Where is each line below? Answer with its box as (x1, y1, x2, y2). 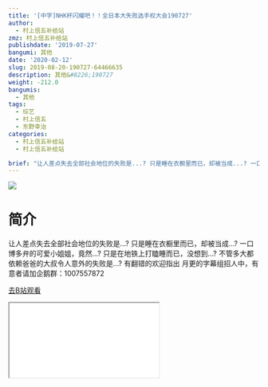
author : (8, 19, 34, 27)
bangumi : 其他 (8, 49, 53, 57)
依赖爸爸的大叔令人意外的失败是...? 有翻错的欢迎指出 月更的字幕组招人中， (8, 259, 252, 268)
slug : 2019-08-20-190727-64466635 (8, 64, 124, 72)
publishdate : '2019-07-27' (8, 41, 98, 49)
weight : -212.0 (8, 78, 59, 86)
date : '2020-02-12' (8, 57, 73, 64)
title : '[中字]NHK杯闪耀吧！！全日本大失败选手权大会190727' (8, 11, 193, 20)
